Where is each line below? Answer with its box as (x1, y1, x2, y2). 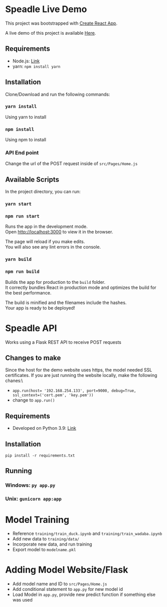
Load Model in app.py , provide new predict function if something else (12, 591, 155, 597)
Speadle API (5, 322, 57, 334)
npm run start (5, 213, 40, 219)
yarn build (5, 257, 32, 262)
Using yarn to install (5, 114, 47, 120)
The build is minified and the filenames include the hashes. (5, 299, 127, 306)
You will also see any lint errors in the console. (5, 244, 101, 250)
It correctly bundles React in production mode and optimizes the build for (5, 284, 156, 290)
